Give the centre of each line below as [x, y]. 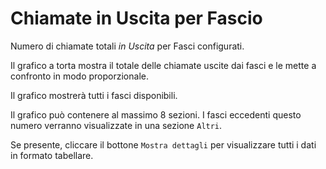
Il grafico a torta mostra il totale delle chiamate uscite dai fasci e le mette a [163, 65]
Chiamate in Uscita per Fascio [136, 18]
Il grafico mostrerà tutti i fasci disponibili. [94, 95]
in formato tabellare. [52, 155]
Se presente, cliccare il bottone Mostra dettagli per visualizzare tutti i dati [163, 144]
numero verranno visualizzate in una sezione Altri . [116, 125]
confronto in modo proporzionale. [79, 76]
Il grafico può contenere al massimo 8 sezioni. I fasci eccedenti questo [156, 114]
